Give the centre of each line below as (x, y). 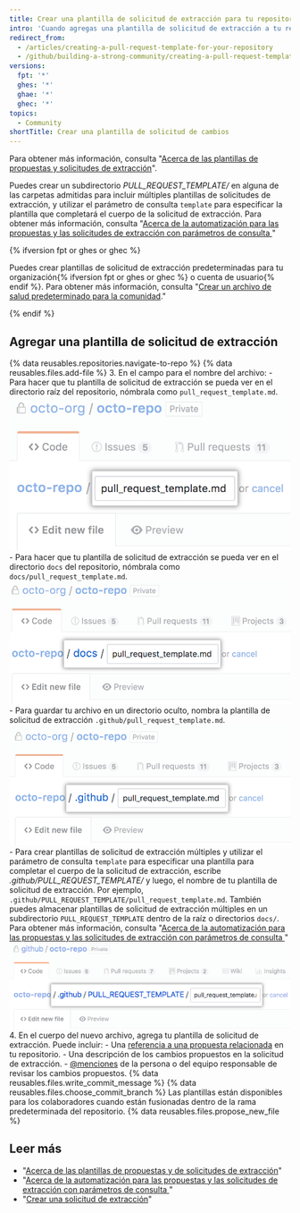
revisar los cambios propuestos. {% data (84, 1073)
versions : (28, 66)
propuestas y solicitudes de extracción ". (83, 168)
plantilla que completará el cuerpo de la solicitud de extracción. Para (135, 214)
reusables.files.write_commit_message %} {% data (103, 1082)
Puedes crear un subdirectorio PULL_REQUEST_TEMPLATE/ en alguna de (144, 186)
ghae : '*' (35, 94)
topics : (24, 113)
